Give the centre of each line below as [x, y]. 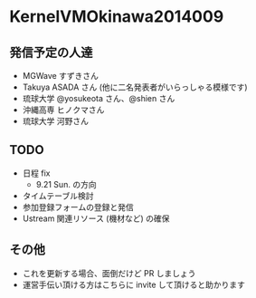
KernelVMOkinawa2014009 [117, 17]
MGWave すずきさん [61, 76]
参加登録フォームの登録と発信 [78, 207]
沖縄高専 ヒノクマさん [63, 110]
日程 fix [36, 173]
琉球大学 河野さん [55, 121]
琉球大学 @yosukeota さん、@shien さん [99, 98]
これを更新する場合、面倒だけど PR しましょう [109, 273]
